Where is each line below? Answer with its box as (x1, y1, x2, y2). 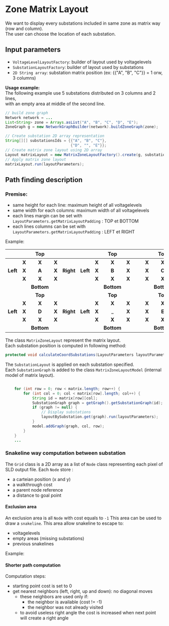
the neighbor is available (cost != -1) (27, 599, 102, 605)
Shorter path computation (5, 562, 61, 568)
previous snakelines (12, 540, 54, 546)
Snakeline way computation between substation (5, 449, 126, 456)
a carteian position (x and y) (12, 476, 71, 482)
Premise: (5, 190, 28, 197)
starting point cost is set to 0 (12, 583, 72, 589)
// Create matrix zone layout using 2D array (5, 147, 102, 152)
